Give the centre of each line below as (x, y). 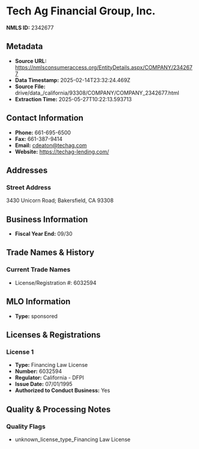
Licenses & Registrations (53, 335)
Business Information (47, 219)
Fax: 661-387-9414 (39, 138)
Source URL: (31, 61)
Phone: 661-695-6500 (43, 132)
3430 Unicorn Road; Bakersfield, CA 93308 (60, 201)
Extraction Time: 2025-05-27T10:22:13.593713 (73, 99)
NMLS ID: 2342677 (30, 28)
